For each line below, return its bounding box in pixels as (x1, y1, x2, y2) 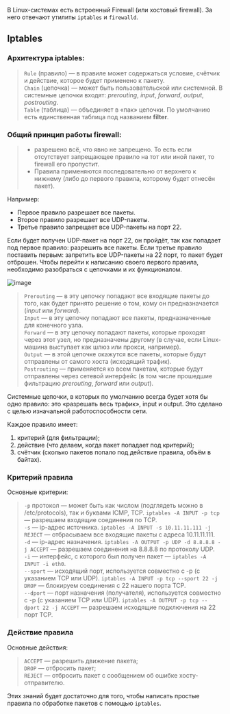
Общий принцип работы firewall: (7, 130, 122, 139)
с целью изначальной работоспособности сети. (7, 407, 148, 415)
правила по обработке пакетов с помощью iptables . (7, 699, 162, 707)
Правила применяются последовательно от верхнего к (34, 167, 196, 175)
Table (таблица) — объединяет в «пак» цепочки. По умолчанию (23, 106, 211, 114)
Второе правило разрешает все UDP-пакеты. (16, 215, 150, 223)
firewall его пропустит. (34, 160, 100, 168)
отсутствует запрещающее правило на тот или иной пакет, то (34, 152, 215, 160)
